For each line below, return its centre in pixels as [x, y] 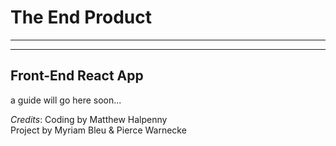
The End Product [81, 17]
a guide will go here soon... [66, 100]
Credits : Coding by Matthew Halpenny [89, 119]
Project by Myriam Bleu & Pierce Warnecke [98, 130]
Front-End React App [77, 76]
